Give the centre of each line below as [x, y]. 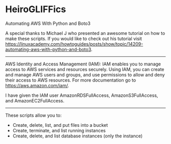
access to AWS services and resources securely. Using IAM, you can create [85, 69]
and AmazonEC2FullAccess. [35, 100]
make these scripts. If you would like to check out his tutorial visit [74, 39]
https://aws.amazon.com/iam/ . [37, 85]
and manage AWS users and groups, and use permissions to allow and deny [85, 75]
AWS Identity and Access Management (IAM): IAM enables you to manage [83, 64]
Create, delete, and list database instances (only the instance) [78, 136]
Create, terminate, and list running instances [59, 130]
